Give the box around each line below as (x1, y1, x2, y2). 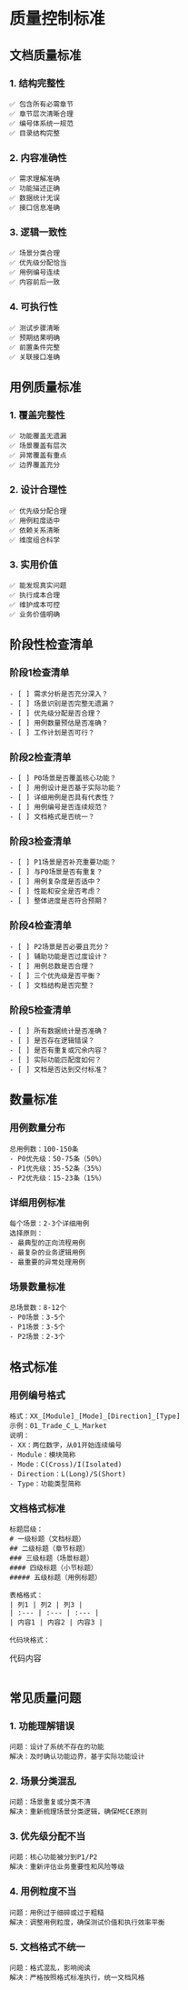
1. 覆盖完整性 (9, 409, 65, 422)
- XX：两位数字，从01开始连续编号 (9, 1440, 123, 1450)
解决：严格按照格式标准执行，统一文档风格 (9, 1974, 145, 1983)
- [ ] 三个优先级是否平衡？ (9, 971, 102, 980)
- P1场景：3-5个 (9, 1323, 65, 1332)
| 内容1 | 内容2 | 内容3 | (9, 1618, 104, 1627)
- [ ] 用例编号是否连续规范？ (9, 803, 109, 812)
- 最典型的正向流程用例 (9, 1238, 86, 1247)
